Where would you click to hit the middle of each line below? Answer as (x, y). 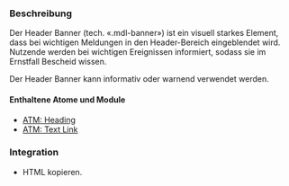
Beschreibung (41, 13)
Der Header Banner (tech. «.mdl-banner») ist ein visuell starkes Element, (144, 33)
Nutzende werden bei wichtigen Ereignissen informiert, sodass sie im (138, 52)
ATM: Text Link (50, 129)
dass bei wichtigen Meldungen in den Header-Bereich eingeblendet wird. (145, 42)
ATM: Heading (49, 120)
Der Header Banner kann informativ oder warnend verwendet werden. (139, 79)
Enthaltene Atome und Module (68, 99)
